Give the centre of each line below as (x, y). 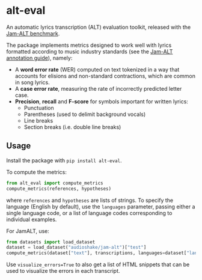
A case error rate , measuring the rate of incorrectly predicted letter (98, 88)
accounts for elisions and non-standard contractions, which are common (105, 76)
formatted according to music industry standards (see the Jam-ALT (90, 51)
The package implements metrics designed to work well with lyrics (89, 45)
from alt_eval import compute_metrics (55, 183)
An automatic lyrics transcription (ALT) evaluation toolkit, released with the (99, 27)
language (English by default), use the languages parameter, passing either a (101, 206)
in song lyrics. (32, 82)
